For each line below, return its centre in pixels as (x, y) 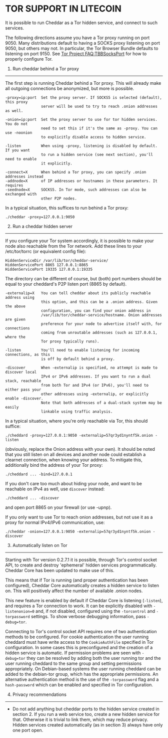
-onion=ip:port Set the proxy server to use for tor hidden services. (81, 119)
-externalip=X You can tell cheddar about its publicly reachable (78, 293)
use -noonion (19, 133)
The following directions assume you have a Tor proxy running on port (77, 38)
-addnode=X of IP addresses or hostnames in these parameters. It (81, 181)
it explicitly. (56, 163)
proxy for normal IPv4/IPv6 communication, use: (55, 522)
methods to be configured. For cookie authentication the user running (77, 637)
